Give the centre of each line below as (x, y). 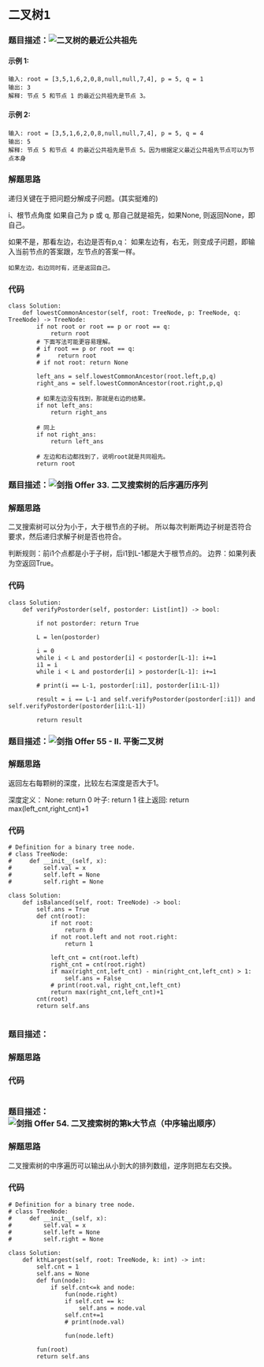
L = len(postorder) (69, 637)
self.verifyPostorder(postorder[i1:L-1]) (77, 706)
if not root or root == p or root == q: (104, 327)
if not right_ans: (67, 435)
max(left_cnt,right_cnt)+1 (48, 809)
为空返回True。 (33, 563)
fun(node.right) (91, 1294)
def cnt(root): (61, 917)
